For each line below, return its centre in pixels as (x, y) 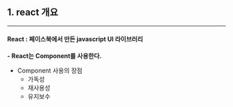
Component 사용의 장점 (50, 70)
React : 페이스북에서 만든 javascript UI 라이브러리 (75, 39)
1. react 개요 (33, 12)
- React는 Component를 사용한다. (54, 56)
